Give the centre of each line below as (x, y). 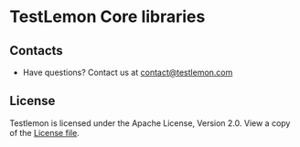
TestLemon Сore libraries (107, 17)
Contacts (37, 51)
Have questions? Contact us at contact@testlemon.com (128, 72)
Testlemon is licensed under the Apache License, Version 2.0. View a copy (150, 123)
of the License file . (44, 132)
